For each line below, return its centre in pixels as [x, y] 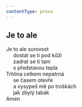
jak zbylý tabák [31, 93]
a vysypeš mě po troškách [45, 87]
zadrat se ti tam [32, 61]
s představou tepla [35, 68]
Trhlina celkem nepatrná [35, 74]
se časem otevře [33, 80]
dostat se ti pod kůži [38, 56]
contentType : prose [30, 11]
